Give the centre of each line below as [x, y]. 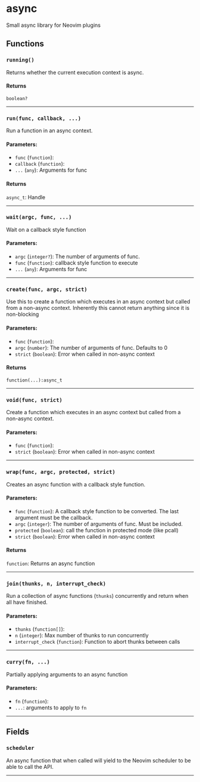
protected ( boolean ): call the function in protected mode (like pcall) [96, 530]
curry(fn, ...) [28, 662]
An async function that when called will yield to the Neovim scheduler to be [99, 760]
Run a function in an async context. [50, 131]
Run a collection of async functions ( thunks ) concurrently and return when [97, 596]
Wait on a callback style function [46, 229]
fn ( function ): [32, 701]
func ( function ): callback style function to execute [76, 263]
